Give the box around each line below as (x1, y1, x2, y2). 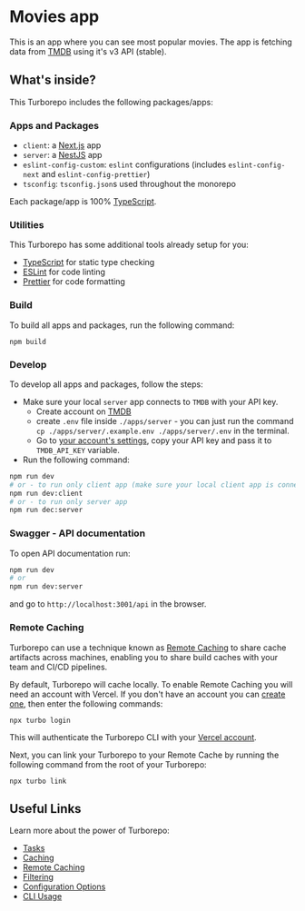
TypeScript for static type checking (22, 257, 155, 268)
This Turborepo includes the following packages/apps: (9, 96, 213, 107)
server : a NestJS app (22, 150, 103, 161)
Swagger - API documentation (9, 527, 146, 540)
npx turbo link (9, 777, 67, 786)
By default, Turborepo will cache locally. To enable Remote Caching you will (9, 678, 293, 689)
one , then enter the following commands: (9, 698, 163, 709)
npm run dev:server (9, 582, 84, 591)
